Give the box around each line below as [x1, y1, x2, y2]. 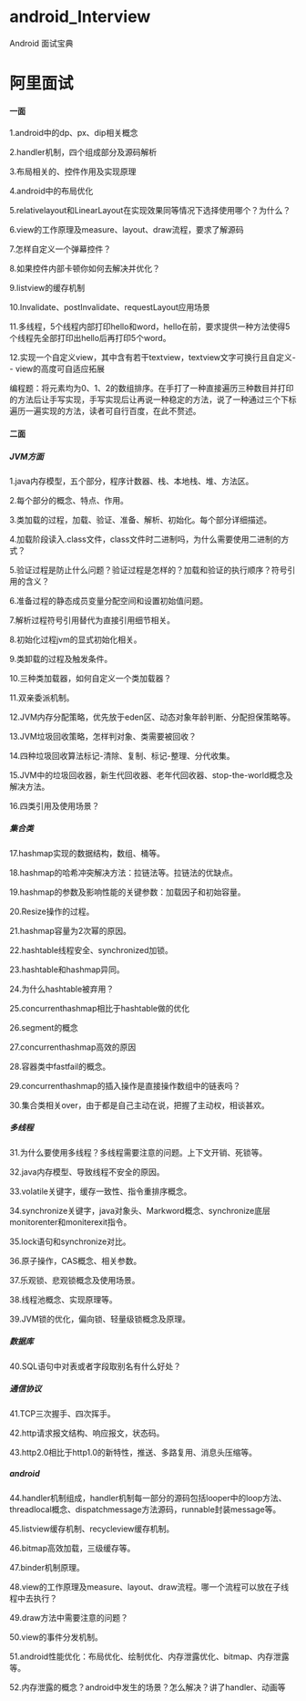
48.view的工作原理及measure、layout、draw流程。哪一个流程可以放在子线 [9, 1581, 290, 1592]
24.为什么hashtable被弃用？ [9, 983, 115, 994]
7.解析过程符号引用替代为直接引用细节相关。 [9, 614, 176, 626]
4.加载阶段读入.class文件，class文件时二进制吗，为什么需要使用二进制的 [9, 534, 281, 545]
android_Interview [9, 6, 151, 27]
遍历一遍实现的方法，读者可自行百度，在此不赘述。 [9, 406, 201, 417]
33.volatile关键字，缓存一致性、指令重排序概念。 [9, 1186, 192, 1197]
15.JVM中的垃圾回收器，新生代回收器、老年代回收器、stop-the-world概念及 [9, 769, 293, 781]
